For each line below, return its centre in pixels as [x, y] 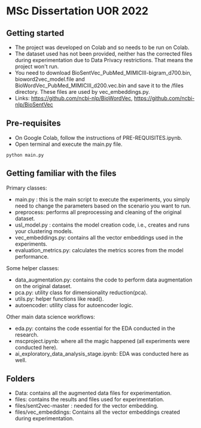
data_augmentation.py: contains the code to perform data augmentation [103, 280]
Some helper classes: [33, 268]
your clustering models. [44, 231]
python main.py [25, 155]
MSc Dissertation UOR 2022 [77, 11]
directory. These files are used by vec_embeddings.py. [83, 92]
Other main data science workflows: [51, 317]
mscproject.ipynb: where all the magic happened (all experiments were [102, 341]
